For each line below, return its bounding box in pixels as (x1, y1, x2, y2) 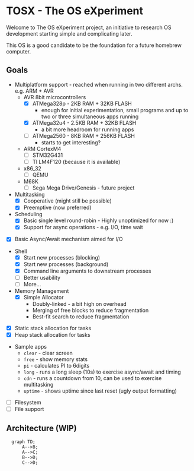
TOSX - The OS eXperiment (6, 4, 144, 18)
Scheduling (14, 211, 43, 218)
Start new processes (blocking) (23, 254, 101, 261)
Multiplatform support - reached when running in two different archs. (14, 81, 183, 88)
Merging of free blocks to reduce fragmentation (32, 306, 149, 314)
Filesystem (14, 399, 41, 406)
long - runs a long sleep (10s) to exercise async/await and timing (23, 368, 182, 375)
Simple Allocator (23, 293, 64, 301)
